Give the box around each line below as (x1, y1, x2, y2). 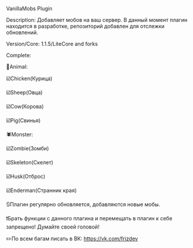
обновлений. (6, 29, 38, 36)
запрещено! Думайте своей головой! (6, 223, 100, 230)
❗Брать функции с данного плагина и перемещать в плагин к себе (6, 215, 173, 221)
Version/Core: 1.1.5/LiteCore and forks (6, 41, 99, 47)
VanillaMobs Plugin (6, 5, 53, 12)
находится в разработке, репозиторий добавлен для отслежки (6, 23, 165, 29)
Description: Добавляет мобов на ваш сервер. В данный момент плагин (6, 16, 188, 23)
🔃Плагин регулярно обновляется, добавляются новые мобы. (6, 201, 161, 208)
